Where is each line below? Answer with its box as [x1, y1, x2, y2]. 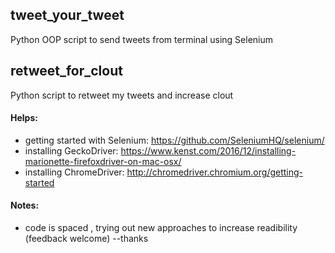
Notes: [10, 199, 40, 212]
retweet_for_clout [10, 63, 123, 80]
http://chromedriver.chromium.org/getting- [126, 166, 304, 178]
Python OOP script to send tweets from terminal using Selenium [10, 33, 274, 45]
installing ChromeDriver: [24, 166, 125, 178]
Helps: [10, 112, 38, 124]
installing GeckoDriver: [24, 144, 119, 157]
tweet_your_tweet [10, 7, 125, 24]
